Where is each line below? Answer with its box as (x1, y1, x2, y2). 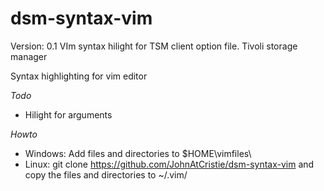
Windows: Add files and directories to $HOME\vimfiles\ (24, 147, 252, 159)
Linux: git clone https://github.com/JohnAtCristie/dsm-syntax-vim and (24, 158, 315, 170)
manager (10, 50, 48, 62)
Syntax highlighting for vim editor (10, 70, 148, 82)
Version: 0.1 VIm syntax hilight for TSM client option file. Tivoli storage (10, 40, 298, 52)
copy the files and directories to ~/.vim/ (24, 168, 188, 181)
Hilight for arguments (24, 108, 113, 121)
